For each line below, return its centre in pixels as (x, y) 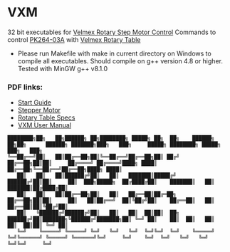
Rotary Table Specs (46, 117)
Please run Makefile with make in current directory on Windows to (114, 53)
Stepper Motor (39, 110)
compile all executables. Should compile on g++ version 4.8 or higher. (120, 61)
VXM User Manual (45, 125)
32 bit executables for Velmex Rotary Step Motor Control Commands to (112, 32)
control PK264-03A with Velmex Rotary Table (74, 39)
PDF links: (25, 87)
